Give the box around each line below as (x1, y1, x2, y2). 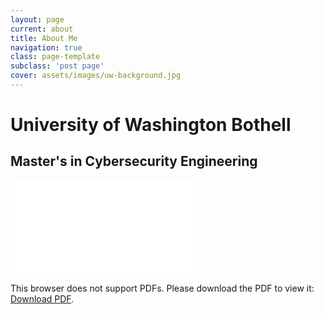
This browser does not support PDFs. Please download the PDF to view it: (10, 282, 315, 294)
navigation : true (10, 42, 83, 53)
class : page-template (10, 52, 101, 62)
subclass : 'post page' (10, 61, 105, 71)
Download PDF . (10, 292, 75, 305)
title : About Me (10, 33, 78, 43)
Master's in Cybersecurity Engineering (10, 153, 258, 170)
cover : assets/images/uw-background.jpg (10, 71, 182, 81)
